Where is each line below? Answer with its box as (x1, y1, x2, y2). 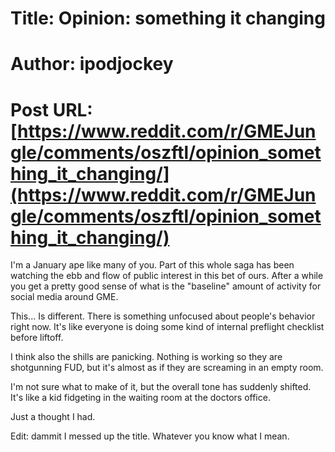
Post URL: (10, 98, 93, 121)
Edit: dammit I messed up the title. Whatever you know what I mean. (10, 430, 290, 442)
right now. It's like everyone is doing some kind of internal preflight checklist (10, 321, 325, 333)
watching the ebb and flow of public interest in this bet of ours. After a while (10, 270, 324, 282)
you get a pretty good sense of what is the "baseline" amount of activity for (10, 280, 322, 292)
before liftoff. (10, 332, 64, 344)
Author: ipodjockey (10, 53, 174, 76)
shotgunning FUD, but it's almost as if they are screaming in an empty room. (10, 362, 324, 374)
